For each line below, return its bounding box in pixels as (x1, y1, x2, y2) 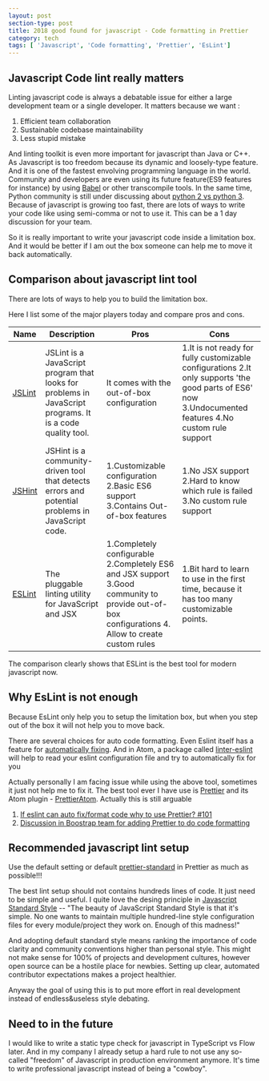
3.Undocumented (182, 402, 248, 413)
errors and (45, 485, 85, 496)
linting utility (45, 588, 91, 599)
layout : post (8, 11, 52, 20)
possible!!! (8, 870, 42, 881)
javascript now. (8, 667, 58, 677)
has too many (182, 593, 234, 605)
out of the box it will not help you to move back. (8, 720, 166, 729)
